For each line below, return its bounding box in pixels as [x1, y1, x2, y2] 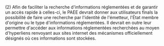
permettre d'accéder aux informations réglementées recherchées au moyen [5, 25, 160, 31]
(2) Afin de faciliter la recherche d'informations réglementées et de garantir [5, 4, 158, 10]
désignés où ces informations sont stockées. [5, 35, 96, 41]
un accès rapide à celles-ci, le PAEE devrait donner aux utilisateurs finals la [5, 9, 158, 15]
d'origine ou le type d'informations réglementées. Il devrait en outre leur [5, 20, 152, 25]
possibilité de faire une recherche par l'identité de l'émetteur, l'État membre [5, 15, 159, 20]
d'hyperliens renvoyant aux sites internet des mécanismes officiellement [5, 30, 153, 36]
